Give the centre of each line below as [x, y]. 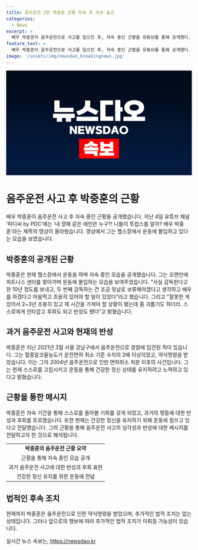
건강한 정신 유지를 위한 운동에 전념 [56, 477]
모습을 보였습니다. [33, 239]
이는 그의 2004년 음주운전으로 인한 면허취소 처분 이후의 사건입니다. [105, 362]
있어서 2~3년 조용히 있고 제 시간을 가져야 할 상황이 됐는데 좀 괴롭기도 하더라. [94, 304]
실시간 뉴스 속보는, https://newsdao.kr [51, 541]
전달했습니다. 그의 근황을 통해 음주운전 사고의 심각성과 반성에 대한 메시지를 [103, 427]
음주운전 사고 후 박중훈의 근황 [73, 199]
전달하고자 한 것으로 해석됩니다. [42, 435]
